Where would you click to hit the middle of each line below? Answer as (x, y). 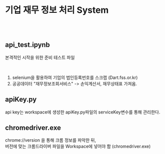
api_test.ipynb (28, 45)
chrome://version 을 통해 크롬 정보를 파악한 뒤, (50, 140)
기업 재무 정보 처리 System (57, 10)
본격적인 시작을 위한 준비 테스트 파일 (40, 57)
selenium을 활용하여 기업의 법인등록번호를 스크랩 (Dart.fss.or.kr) (75, 77)
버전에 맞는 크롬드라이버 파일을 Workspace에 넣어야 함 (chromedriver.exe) (78, 147)
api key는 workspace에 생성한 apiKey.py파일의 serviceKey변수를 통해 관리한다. (83, 112)
